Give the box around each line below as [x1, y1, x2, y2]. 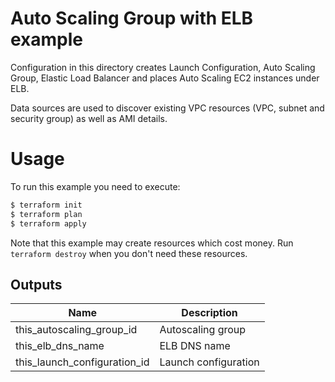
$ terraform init [10, 200, 83, 210]
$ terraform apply [10, 218, 87, 229]
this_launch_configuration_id [15, 355, 150, 369]
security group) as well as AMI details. [10, 112, 168, 124]
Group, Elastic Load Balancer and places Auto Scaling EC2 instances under [10, 72, 320, 84]
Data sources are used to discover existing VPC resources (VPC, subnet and [10, 102, 325, 114]
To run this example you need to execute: [10, 180, 181, 192]
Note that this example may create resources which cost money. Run [10, 237, 294, 249]
